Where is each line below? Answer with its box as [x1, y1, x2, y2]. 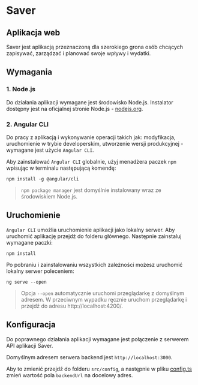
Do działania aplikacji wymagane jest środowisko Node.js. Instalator [6, 98, 174, 106]
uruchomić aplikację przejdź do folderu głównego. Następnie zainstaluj [6, 232, 182, 240]
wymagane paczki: [6, 239, 53, 246]
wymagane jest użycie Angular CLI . [6, 146, 94, 154]
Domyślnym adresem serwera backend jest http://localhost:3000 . [6, 353, 173, 360]
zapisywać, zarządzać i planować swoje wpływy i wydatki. [6, 50, 151, 57]
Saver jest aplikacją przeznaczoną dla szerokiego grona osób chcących [6, 43, 184, 50]
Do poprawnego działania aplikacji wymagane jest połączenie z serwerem [6, 335, 189, 342]
